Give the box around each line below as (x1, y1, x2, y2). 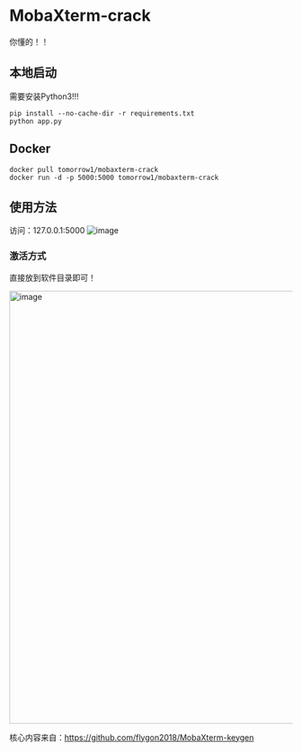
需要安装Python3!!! (9, 91, 79, 102)
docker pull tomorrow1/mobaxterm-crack (9, 165, 159, 174)
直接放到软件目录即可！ (9, 272, 96, 283)
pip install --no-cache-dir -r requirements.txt (9, 109, 195, 118)
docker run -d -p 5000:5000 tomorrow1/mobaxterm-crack (9, 173, 219, 182)
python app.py (9, 116, 63, 126)
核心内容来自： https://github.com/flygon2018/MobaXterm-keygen (9, 731, 254, 743)
